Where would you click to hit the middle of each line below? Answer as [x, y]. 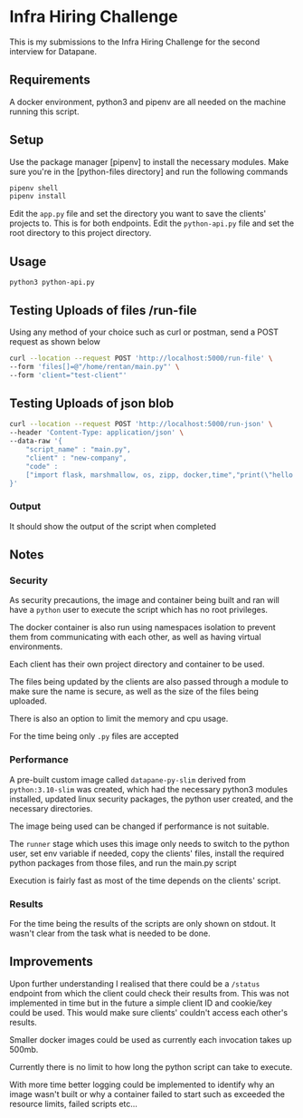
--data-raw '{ [36, 442]
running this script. [44, 112]
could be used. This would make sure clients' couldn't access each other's [149, 1012]
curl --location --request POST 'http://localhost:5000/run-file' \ [141, 358]
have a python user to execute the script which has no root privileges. [139, 610]
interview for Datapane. [53, 51]
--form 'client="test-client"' [68, 375]
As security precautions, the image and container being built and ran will [145, 600]
